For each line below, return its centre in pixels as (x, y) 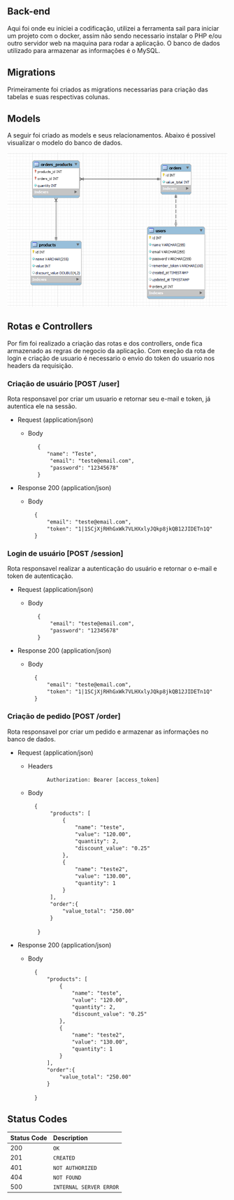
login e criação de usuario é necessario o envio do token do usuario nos (111, 358)
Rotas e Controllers (50, 326)
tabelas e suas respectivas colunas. (59, 96)
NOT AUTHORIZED (75, 1168)
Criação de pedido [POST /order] (64, 716)
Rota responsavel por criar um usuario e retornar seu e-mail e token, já (109, 399)
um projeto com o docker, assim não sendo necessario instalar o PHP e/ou (115, 36)
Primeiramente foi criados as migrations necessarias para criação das (108, 89)
